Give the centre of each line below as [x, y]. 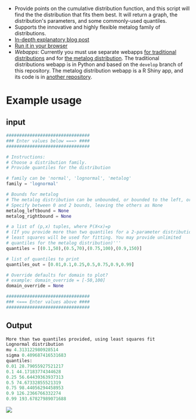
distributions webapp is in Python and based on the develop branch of [98, 64]
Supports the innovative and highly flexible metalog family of [87, 27]
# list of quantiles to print [43, 259]
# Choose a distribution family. [47, 162]
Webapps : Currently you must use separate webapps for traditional [95, 52]
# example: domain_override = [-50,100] [56, 280]
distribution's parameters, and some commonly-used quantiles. [91, 21]
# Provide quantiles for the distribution [58, 168]
